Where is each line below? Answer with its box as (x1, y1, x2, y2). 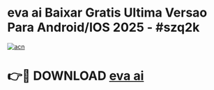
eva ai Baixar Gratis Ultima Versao (7, 5, 208, 21)
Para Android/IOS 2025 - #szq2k (7, 19, 200, 35)
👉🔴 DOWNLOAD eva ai (7, 68, 144, 84)
